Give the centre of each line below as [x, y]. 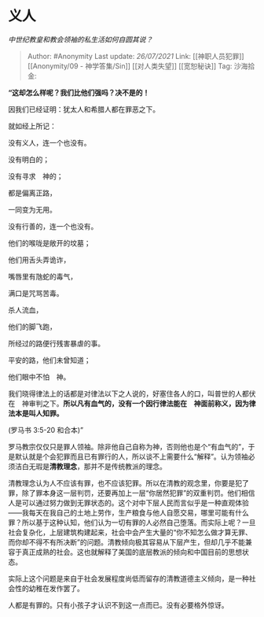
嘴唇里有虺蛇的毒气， [42, 276]
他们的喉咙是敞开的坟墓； [49, 243]
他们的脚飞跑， [32, 327]
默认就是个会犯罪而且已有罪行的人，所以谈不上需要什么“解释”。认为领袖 [132, 456]
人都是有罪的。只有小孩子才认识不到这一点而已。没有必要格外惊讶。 [118, 605]
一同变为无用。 [32, 209]
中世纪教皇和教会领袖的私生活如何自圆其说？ [81, 39]
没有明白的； [29, 159]
